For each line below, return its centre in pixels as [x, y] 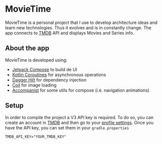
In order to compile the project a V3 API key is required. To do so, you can [79, 117]
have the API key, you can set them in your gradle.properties [67, 127]
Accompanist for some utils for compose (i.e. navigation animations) [81, 90]
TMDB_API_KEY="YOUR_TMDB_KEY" [36, 137]
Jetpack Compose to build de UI [44, 69]
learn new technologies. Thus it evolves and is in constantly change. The [78, 27]
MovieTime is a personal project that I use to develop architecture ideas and [81, 22]
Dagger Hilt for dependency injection [49, 80]
